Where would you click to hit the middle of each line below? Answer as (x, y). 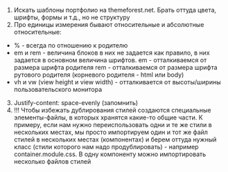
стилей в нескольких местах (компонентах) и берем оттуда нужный (115, 140)
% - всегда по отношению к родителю (71, 45)
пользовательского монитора (58, 89)
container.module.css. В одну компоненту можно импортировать (110, 154)
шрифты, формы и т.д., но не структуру (72, 17)
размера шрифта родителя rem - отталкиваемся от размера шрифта (115, 67)
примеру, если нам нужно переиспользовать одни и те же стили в (113, 125)
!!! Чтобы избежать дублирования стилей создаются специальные (112, 110)
